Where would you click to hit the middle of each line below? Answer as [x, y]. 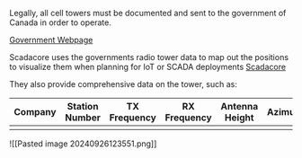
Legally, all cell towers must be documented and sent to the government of [148, 13]
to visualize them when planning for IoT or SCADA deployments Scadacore [147, 67]
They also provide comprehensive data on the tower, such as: [124, 84]
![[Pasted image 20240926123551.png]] [83, 144]
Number [83, 118]
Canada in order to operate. [61, 22]
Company [35, 112]
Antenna [240, 106]
